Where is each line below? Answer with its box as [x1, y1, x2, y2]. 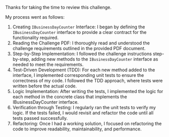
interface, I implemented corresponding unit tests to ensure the [12, 72, 144, 78]
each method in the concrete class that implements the [12, 94, 127, 100]
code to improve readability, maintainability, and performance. [12, 126, 142, 132]
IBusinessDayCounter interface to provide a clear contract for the [12, 29, 147, 35]
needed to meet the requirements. [12, 62, 84, 67]
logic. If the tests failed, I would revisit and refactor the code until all [12, 110, 154, 116]
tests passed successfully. [12, 115, 68, 121]
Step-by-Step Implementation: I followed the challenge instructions [12, 51, 152, 57]
